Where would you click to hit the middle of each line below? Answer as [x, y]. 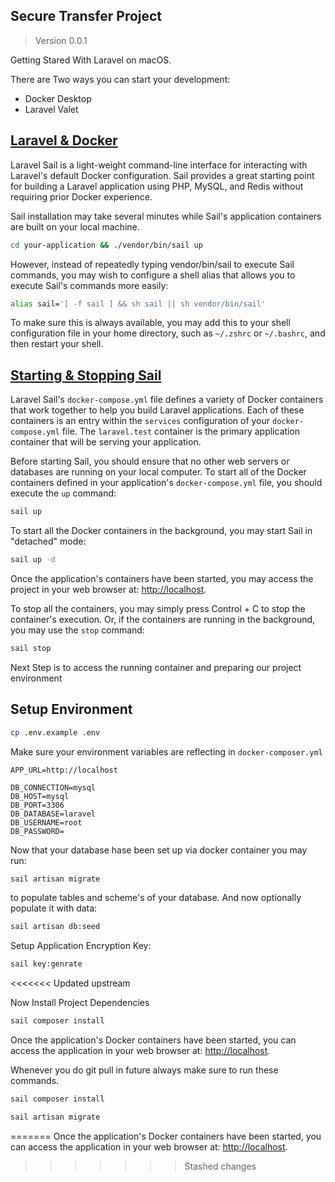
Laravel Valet [51, 109]
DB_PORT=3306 [37, 805]
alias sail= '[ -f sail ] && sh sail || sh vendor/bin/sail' [138, 304]
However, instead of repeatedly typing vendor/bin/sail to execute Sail [152, 264]
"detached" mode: [48, 541]
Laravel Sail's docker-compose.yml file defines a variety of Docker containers [167, 400]
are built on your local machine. [75, 226]
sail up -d [33, 560]
